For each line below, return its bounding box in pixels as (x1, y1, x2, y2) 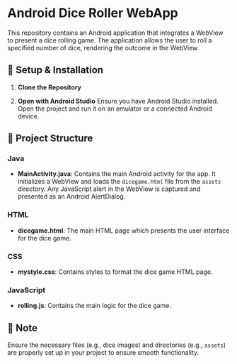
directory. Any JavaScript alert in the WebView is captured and (17, 184, 201, 193)
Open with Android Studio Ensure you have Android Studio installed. (17, 96, 219, 105)
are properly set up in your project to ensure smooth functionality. (7, 348, 200, 357)
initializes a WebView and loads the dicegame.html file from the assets (17, 177, 221, 186)
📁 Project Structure (7, 133, 93, 145)
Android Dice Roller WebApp (7, 5, 178, 21)
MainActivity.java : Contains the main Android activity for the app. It (17, 170, 216, 178)
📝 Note (7, 321, 37, 334)
